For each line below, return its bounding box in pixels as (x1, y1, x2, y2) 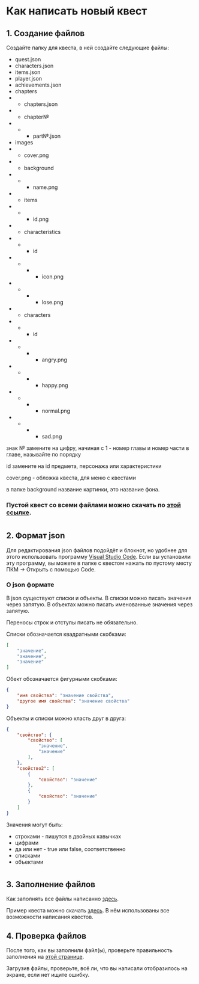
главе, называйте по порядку (6, 451, 82, 458)
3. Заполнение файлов (6, 879, 96, 890)
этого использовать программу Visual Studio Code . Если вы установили (6, 553, 191, 560)
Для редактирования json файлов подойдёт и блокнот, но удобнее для (6, 546, 188, 554)
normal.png (41, 407, 71, 414)
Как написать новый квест (6, 4, 147, 18)
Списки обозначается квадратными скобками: (6, 630, 127, 638)
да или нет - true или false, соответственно (14, 845, 126, 852)
